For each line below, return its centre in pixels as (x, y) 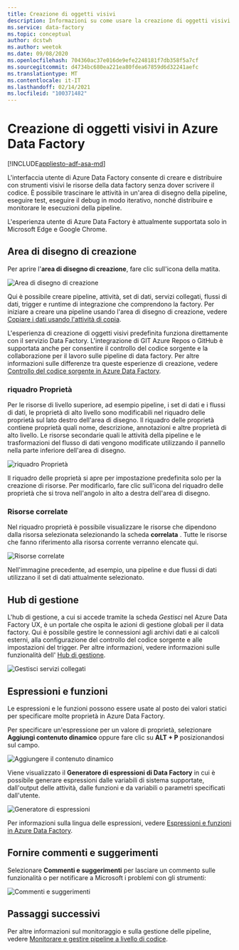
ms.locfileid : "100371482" (47, 93)
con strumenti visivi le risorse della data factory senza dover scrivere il (111, 185)
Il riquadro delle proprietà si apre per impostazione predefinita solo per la (115, 478)
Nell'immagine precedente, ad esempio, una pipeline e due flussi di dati (112, 570)
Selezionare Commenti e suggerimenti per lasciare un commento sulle (111, 870)
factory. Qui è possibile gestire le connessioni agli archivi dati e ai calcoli (113, 633)
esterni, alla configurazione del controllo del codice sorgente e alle (105, 640)
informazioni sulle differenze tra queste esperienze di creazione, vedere (113, 363)
